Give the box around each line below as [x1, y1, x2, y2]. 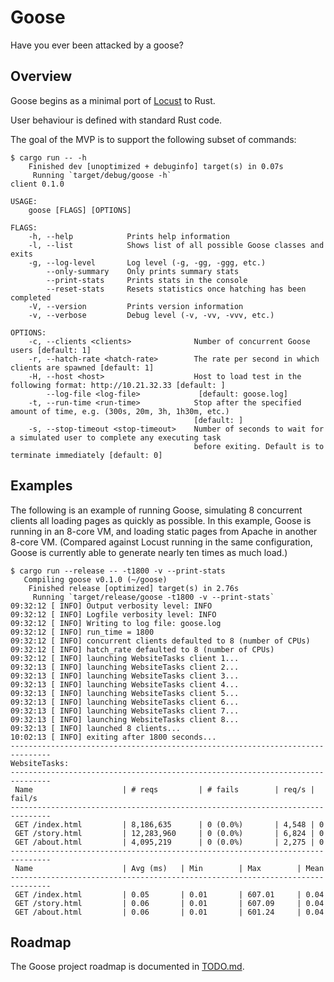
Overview [10, 68, 73, 85]
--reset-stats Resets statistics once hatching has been [46, 284, 307, 294]
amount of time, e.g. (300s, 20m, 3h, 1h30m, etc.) [10, 406, 230, 416]
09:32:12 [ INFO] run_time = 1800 [10, 627, 155, 637]
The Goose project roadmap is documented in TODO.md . [10, 961, 245, 973]
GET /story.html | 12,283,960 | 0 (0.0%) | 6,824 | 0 [14, 828, 325, 838]
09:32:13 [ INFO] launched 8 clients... [10, 723, 182, 733]
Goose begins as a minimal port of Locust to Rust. [10, 94, 216, 106]
